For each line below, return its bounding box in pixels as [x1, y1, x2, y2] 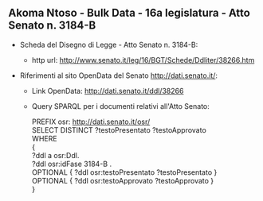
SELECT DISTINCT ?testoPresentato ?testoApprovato [31, 125, 207, 134]
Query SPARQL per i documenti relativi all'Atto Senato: [31, 101, 210, 110]
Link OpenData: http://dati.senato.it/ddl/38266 [31, 86, 184, 95]
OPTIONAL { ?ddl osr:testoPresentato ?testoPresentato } [31, 167, 218, 177]
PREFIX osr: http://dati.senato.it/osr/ [31, 117, 151, 126]
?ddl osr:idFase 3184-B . [31, 159, 112, 168]
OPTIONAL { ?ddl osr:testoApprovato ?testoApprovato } [31, 176, 214, 185]
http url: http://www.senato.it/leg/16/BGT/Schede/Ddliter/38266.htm [31, 55, 255, 64]
